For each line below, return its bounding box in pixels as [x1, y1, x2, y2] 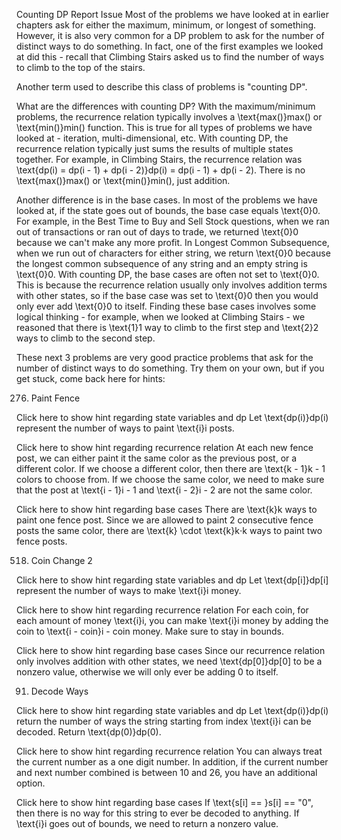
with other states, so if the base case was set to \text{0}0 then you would [16, 290, 319, 301]
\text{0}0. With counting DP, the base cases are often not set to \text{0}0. [16, 269, 320, 280]
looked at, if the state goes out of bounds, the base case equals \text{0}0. [16, 205, 321, 216]
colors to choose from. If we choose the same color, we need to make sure [16, 474, 325, 485]
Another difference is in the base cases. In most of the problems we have [16, 194, 318, 206]
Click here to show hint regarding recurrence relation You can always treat [16, 745, 323, 757]
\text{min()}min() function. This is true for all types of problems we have [16, 122, 313, 133]
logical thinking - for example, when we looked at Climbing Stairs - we [16, 311, 306, 323]
